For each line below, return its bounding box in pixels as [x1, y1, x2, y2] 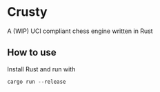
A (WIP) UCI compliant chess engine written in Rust [7, 27, 153, 35]
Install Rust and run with [7, 65, 76, 73]
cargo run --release [7, 78, 67, 85]
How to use [7, 47, 57, 58]
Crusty [7, 4, 48, 20]
